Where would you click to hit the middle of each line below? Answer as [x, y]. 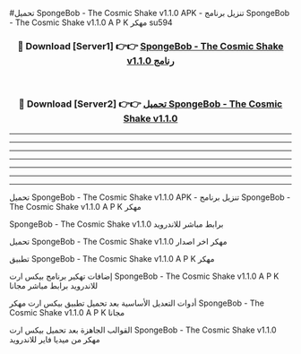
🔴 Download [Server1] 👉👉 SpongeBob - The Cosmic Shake [150, 46]
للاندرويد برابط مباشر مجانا [54, 285]
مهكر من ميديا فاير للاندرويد [55, 339]
